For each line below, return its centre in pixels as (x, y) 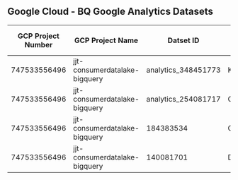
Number (39, 44)
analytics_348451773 (183, 70)
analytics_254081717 (183, 99)
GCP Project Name (106, 40)
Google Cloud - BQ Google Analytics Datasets (110, 12)
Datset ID (183, 40)
